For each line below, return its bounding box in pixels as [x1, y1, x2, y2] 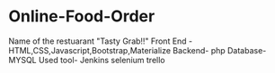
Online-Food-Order [8, 6, 155, 27]
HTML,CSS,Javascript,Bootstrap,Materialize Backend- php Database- [8, 45, 267, 55]
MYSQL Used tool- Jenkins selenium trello [8, 54, 165, 65]
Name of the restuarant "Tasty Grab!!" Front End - [8, 36, 193, 46]
